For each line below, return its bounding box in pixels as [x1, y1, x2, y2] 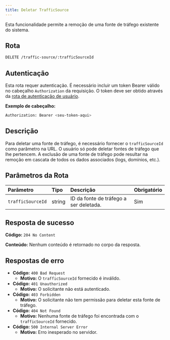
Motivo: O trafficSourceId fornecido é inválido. [20, 275, 120, 282]
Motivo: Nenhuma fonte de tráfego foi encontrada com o [20, 313, 139, 319]
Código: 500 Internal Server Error [12, 324, 88, 330]
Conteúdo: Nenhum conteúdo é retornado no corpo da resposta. [5, 242, 141, 248]
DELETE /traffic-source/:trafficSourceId [5, 55, 94, 60]
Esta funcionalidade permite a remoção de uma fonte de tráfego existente [5, 21, 159, 27]
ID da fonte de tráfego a [70, 195, 127, 202]
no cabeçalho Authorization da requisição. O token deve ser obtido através [5, 88, 163, 94]
